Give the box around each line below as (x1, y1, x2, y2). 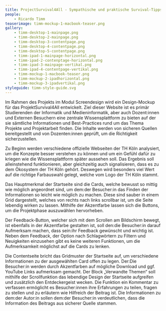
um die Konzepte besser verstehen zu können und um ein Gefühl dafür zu (5, 150, 156, 156)
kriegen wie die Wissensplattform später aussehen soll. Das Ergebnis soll (5, 156, 154, 162)
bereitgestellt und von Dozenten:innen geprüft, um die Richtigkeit (5, 131, 138, 136)
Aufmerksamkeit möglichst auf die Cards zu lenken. (5, 243, 110, 249)
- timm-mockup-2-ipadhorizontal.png (14, 76, 90, 81)
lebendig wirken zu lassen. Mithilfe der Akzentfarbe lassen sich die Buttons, (5, 202, 160, 208)
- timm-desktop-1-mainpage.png (14, 30, 79, 35)
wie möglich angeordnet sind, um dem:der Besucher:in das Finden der (5, 186, 149, 192)
